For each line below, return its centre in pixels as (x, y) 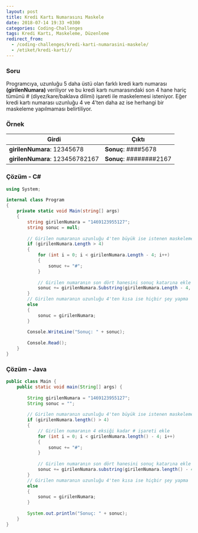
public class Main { (32, 382)
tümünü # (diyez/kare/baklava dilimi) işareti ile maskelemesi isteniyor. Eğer (97, 96)
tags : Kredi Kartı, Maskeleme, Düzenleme (58, 34)
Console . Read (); (47, 343)
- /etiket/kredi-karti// (42, 50)
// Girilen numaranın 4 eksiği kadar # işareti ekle (103, 431)
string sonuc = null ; (54, 227)
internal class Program (35, 200)
